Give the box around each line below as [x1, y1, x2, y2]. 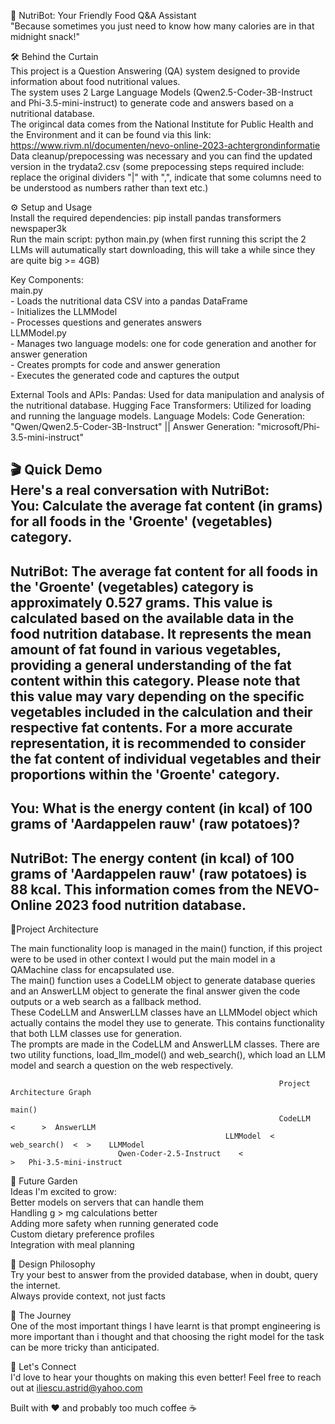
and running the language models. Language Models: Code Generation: [10, 410, 306, 422]
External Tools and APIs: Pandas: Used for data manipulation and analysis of [10, 389, 325, 400]
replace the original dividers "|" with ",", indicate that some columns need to [10, 171, 322, 183]
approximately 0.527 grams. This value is [10, 594, 273, 611]
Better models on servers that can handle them [10, 1196, 205, 1208]
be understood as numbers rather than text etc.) [10, 182, 209, 194]
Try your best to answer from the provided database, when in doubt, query [10, 1268, 319, 1280]
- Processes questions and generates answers [10, 316, 202, 328]
